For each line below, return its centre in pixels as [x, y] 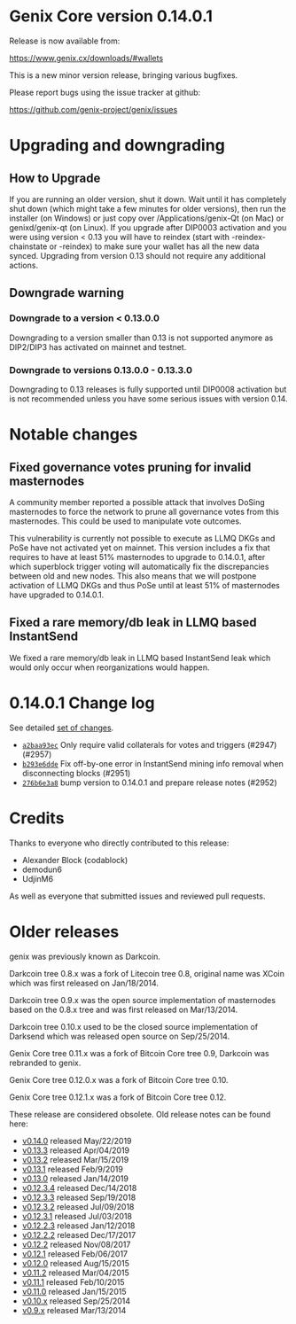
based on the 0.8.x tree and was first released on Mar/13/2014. [124, 1009]
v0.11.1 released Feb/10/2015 [74, 1281]
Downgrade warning [66, 293]
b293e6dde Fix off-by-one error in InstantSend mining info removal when [152, 763]
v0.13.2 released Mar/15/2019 [75, 1159]
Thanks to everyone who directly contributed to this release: [119, 843]
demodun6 [42, 869]
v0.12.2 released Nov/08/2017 [76, 1244]
